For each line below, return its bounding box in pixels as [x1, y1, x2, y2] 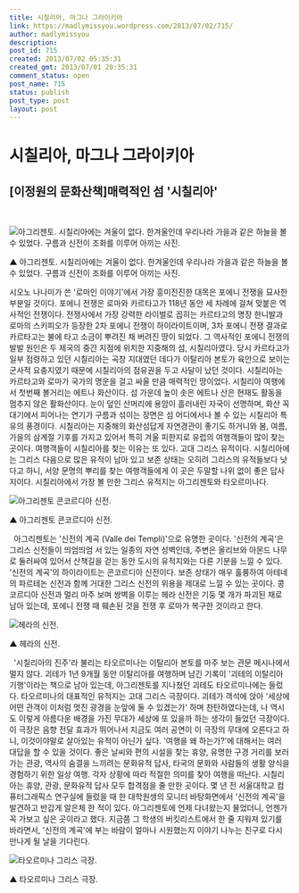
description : [9, 38, 58, 47]
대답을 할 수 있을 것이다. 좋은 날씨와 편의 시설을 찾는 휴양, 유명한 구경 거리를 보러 [9, 747, 290, 757]
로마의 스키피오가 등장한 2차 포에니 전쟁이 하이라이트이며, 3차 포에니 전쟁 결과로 [9, 321, 288, 331]
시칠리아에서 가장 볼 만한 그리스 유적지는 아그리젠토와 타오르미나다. [35, 477, 270, 488]
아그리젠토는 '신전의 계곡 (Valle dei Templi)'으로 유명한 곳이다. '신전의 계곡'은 [12, 533, 284, 545]
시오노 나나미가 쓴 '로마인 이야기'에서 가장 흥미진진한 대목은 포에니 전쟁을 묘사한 [9, 287, 288, 297]
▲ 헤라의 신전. [9, 638, 61, 649]
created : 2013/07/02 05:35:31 [9, 54, 122, 63]
